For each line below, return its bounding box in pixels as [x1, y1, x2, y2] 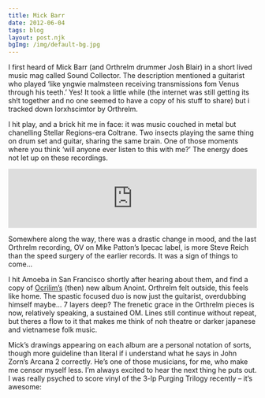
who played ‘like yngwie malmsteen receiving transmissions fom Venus [8, 80, 240, 89]
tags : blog [8, 26, 44, 34]
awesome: [8, 382, 42, 392]
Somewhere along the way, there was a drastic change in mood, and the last [8, 234, 257, 244]
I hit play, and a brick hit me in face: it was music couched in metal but [8, 120, 237, 129]
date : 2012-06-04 [8, 19, 65, 27]
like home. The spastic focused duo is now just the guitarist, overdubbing [8, 292, 247, 301]
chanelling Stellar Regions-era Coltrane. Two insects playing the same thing [8, 128, 255, 138]
